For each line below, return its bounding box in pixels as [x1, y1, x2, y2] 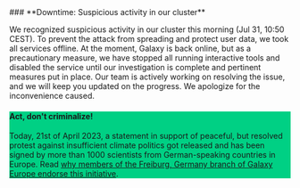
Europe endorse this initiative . [9, 168, 119, 179]
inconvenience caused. [9, 91, 96, 101]
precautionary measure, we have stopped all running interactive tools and [9, 53, 280, 63]
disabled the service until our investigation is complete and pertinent [9, 62, 262, 72]
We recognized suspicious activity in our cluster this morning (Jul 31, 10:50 [9, 24, 285, 35]
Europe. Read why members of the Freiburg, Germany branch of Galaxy [9, 159, 273, 170]
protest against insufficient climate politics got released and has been [9, 140, 265, 151]
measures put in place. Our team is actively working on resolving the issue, [9, 71, 286, 82]
